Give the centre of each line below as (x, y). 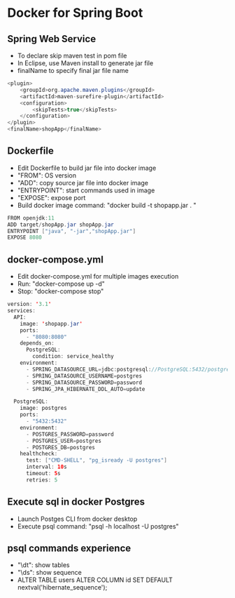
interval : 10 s (47, 467)
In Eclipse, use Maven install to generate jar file (85, 63)
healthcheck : (39, 454)
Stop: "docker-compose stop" (60, 291)
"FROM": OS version (47, 175)
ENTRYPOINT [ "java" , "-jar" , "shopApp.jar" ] (72, 231)
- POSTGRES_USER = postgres (63, 441)
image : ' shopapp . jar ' (51, 324)
